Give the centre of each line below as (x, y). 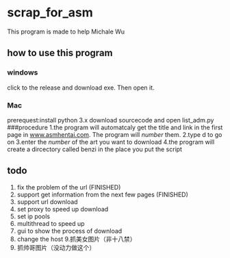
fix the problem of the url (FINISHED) (69, 187)
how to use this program (60, 53)
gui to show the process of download (69, 231)
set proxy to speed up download (63, 209)
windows (23, 73)
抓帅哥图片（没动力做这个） (56, 247)
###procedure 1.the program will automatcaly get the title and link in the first (115, 127)
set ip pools (33, 216)
